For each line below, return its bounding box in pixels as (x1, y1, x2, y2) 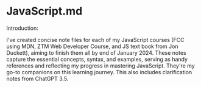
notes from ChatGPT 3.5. (6, 75, 69, 82)
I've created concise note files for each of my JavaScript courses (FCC (6, 36, 185, 43)
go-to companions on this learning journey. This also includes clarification (6, 68, 192, 75)
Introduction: (6, 24, 38, 32)
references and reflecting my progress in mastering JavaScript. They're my (6, 62, 195, 69)
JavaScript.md (6, 4, 83, 18)
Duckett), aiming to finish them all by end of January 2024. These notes (6, 49, 187, 56)
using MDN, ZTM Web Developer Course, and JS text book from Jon (6, 43, 178, 50)
